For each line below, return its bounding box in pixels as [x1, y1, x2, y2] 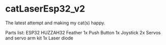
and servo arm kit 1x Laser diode [5, 35, 74, 41]
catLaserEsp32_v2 [5, 3, 85, 15]
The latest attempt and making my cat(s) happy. [5, 20, 106, 26]
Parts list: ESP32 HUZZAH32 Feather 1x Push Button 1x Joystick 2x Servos [5, 29, 161, 35]
